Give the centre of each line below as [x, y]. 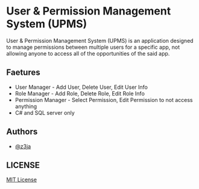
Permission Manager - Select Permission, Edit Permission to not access [104, 100]
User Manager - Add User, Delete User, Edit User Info [81, 87]
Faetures [23, 73]
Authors [22, 132]
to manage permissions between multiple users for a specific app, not [93, 47]
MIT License [22, 180]
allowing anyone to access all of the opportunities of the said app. [88, 53]
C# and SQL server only [45, 112]
